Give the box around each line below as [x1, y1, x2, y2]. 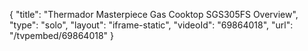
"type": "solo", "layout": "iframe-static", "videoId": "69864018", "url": [9, 19, 294, 31]
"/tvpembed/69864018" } [9, 30, 115, 41]
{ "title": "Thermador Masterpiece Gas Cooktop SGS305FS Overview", [9, 9, 299, 20]
